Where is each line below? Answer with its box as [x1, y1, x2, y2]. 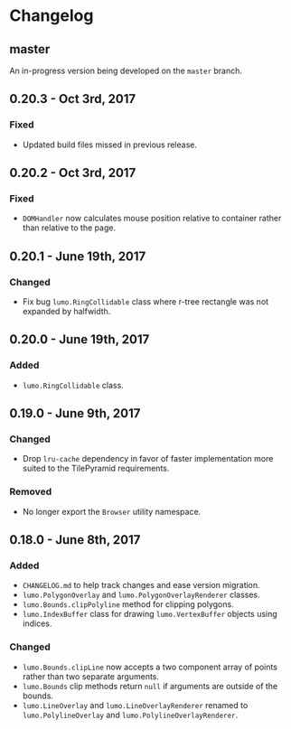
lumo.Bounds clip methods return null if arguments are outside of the [22, 680, 278, 691]
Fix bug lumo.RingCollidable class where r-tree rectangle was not [22, 296, 269, 307]
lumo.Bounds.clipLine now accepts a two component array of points [22, 661, 278, 672]
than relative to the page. [22, 222, 116, 233]
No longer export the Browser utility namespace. [22, 506, 202, 517]
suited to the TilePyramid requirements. [22, 463, 170, 474]
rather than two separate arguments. [22, 670, 160, 682]
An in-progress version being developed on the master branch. [9, 65, 242, 76]
